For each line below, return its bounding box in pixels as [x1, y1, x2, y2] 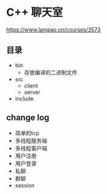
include [15, 95, 34, 102]
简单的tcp [15, 129, 39, 136]
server [24, 89, 41, 96]
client [24, 82, 38, 89]
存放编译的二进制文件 [24, 69, 77, 76]
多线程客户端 [15, 144, 47, 152]
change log [6, 113, 50, 123]
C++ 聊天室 [6, 5, 63, 19]
